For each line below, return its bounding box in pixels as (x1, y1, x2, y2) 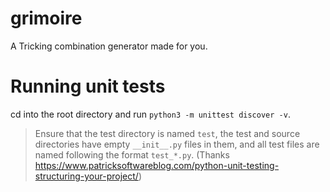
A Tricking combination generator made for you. (10, 40, 208, 52)
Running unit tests (10, 75, 166, 98)
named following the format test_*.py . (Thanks (34, 148, 230, 161)
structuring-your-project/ (34, 170, 139, 182)
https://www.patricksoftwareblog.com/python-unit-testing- (34, 159, 280, 171)
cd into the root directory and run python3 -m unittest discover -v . (10, 108, 291, 120)
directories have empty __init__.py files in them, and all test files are (34, 138, 320, 150)
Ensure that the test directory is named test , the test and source (34, 127, 301, 139)
